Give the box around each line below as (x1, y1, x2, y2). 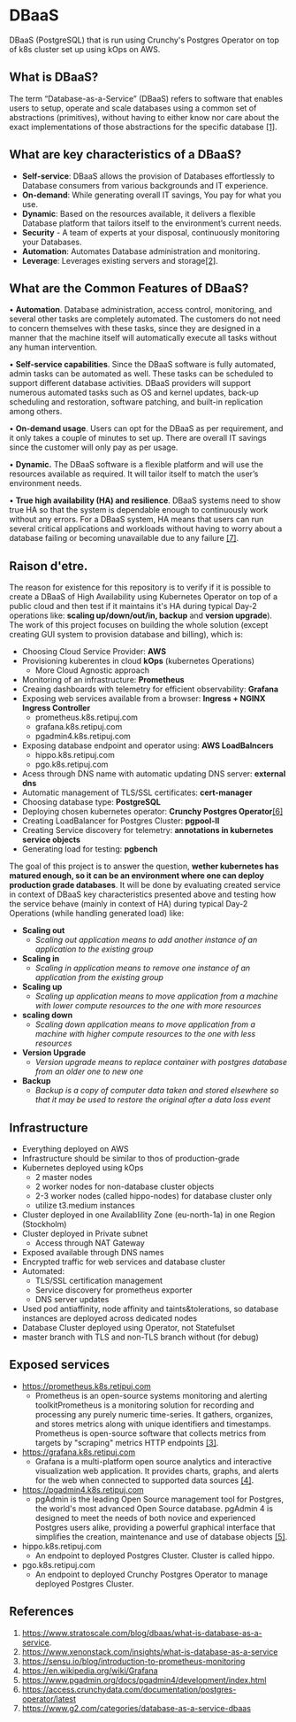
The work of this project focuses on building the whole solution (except (9, 620, 269, 630)
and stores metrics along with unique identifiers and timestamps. (34, 1418, 271, 1429)
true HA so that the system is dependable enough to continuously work (9, 505, 269, 515)
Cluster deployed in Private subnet (21, 1228, 148, 1239)
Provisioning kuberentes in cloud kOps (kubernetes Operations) (21, 656, 254, 667)
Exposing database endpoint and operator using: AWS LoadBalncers (21, 740, 274, 751)
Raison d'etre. (9, 559, 88, 574)
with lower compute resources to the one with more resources (34, 1000, 262, 1011)
